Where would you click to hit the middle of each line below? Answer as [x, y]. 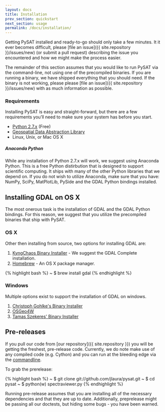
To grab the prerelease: [29, 369]
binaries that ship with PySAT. [35, 220]
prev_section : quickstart [32, 19]
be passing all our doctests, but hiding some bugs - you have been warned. [82, 404]
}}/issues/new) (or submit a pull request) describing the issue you [72, 53]
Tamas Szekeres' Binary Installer [45, 316]
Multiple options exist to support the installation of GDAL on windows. [76, 296]
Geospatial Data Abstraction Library [49, 132]
